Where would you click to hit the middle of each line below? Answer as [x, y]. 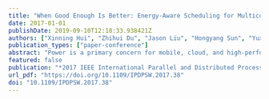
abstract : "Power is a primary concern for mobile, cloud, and [116, 53]
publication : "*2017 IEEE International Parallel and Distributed [121, 68]
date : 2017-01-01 [37, 23]
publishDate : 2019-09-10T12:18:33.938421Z [80, 30]
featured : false [35, 61]
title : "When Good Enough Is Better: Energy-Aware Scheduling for [121, 16]
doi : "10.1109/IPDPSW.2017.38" [60, 82]
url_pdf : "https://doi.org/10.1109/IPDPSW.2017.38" [96, 75]
